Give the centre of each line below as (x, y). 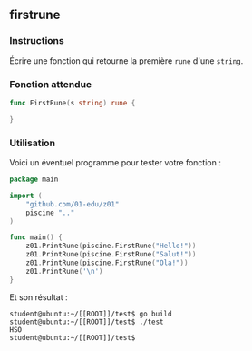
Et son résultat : (39, 297)
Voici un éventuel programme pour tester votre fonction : (116, 163)
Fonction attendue (51, 84)
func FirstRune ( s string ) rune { (73, 103)
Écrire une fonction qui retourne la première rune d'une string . (126, 60)
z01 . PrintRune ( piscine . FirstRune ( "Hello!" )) (111, 246)
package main (34, 180)
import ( (26, 196)
